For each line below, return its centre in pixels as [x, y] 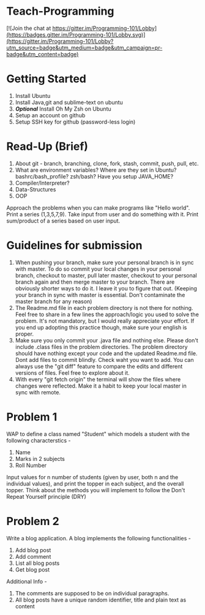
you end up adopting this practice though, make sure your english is [101, 327]
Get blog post [32, 569]
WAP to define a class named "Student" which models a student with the [98, 434]
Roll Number [31, 465]
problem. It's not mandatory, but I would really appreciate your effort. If [105, 321]
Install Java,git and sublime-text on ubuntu [69, 102]
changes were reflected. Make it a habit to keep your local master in [101, 386]
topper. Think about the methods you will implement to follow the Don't [96, 490]
